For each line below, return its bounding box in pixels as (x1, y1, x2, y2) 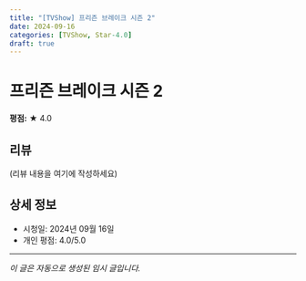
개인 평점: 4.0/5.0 (22, 234, 87, 245)
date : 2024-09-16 (9, 22, 76, 31)
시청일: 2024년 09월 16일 (22, 223, 115, 234)
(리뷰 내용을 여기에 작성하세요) (9, 168, 118, 179)
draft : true (9, 38, 55, 48)
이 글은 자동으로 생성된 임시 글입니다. (9, 262, 141, 274)
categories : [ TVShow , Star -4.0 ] (9, 30, 132, 39)
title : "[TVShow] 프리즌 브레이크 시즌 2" (9, 13, 156, 23)
